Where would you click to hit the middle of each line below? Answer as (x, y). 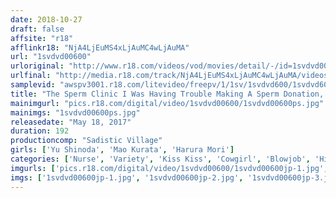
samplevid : (33, 85)
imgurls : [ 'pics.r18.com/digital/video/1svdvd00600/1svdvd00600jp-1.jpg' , (169, 168)
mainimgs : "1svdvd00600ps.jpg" (75, 112)
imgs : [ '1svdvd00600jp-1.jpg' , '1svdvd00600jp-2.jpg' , (127, 177)
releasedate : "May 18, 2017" (71, 122)
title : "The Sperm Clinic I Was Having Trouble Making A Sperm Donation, (167, 94)
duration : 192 (40, 131)
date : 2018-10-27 (46, 19)
